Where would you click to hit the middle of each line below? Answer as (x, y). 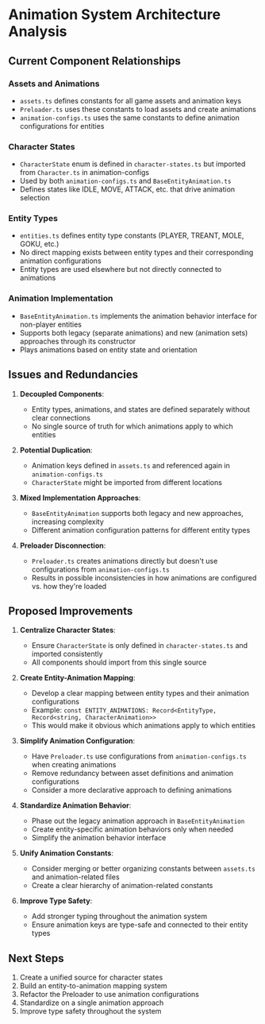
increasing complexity (68, 522)
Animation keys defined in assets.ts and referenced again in (131, 465)
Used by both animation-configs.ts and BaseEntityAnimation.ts (125, 181)
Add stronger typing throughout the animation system (119, 917)
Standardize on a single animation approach (92, 1003)
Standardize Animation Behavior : (75, 805)
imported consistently (67, 654)
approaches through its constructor (78, 341)
